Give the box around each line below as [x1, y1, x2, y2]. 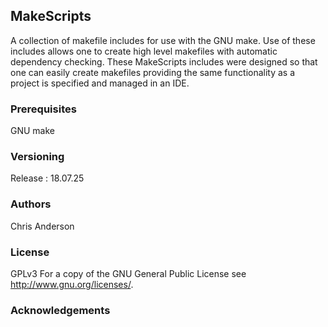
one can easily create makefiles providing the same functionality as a [10, 66, 296, 78]
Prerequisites [10, 102, 77, 116]
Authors [10, 197, 52, 211]
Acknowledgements [10, 303, 111, 317]
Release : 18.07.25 [10, 172, 85, 184]
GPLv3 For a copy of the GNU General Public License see [10, 268, 247, 279]
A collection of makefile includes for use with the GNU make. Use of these [10, 34, 316, 46]
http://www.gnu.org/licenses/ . [10, 279, 134, 290]
